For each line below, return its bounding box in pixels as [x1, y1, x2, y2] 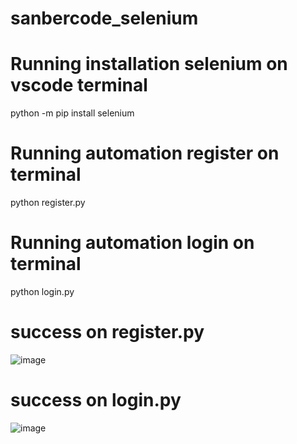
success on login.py [10, 389, 182, 412]
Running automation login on [10, 232, 255, 254]
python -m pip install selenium [10, 107, 135, 119]
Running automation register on [10, 142, 280, 165]
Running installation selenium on [10, 53, 288, 76]
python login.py [10, 286, 75, 297]
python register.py [10, 197, 86, 209]
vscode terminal [10, 74, 148, 97]
